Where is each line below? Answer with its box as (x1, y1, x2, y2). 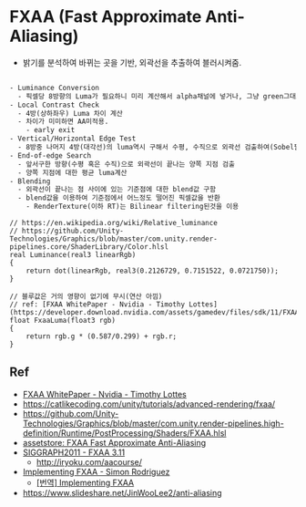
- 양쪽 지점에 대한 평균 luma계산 (17, 168, 127, 177)
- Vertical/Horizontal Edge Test (9, 134, 137, 143)
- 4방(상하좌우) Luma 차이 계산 (17, 109, 123, 118)
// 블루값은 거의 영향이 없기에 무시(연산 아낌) (9, 292, 163, 302)
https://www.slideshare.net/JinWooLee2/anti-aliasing (22, 487, 222, 498)
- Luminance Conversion (9, 83, 100, 92)
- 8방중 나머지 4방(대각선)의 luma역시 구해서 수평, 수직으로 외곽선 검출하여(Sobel (17, 143, 294, 152)
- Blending (9, 176, 51, 186)
